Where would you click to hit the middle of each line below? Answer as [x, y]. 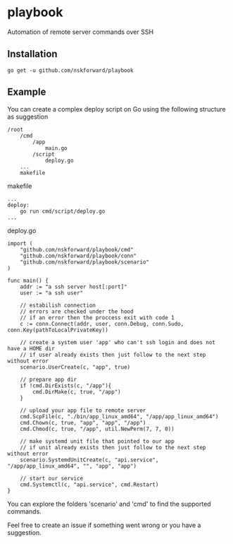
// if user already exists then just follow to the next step [113, 355]
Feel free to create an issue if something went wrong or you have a [104, 525]
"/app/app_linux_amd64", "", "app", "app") [72, 466]
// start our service [51, 478]
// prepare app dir [49, 379]
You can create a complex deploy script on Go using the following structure [117, 109]
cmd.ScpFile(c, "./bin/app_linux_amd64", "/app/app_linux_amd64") [119, 416]
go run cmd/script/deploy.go [63, 211]
